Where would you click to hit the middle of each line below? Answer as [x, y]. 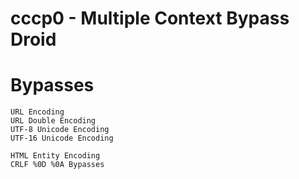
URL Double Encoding [53, 121]
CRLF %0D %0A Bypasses [57, 165]
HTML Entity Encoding [55, 156]
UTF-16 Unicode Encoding [62, 138]
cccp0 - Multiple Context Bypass [150, 18]
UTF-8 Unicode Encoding [60, 130]
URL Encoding [37, 112]
